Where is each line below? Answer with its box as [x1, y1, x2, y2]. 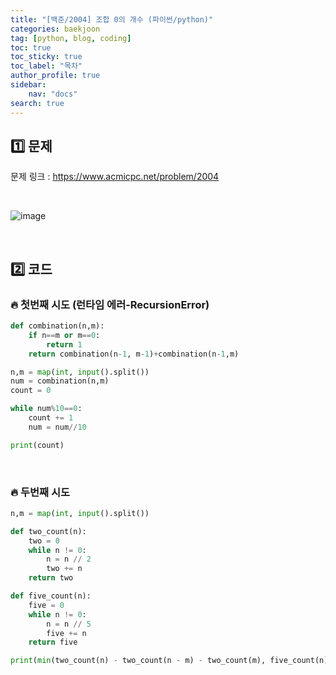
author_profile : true [10, 71, 101, 81]
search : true [10, 98, 65, 108]
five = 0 [28, 600, 65, 610]
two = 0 [28, 536, 60, 546]
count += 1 [28, 413, 74, 423]
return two [28, 573, 74, 583]
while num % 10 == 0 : [10, 404, 83, 414]
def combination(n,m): [10, 321, 105, 331]
